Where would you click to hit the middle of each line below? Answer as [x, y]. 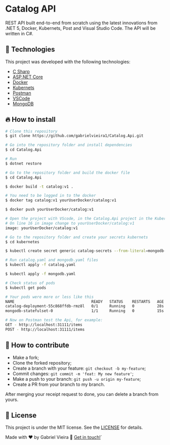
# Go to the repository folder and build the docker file [68, 172]
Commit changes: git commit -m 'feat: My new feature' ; [73, 373]
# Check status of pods [30, 283]
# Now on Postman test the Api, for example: [54, 320]
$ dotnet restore [24, 163]
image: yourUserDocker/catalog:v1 [42, 228]
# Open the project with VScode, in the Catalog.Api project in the [79, 219]
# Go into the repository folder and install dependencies [69, 145]
